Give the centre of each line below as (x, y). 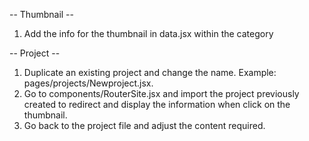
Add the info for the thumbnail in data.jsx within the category (148, 33)
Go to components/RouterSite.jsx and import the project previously (161, 93)
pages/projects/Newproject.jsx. (88, 83)
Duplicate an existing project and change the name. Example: (150, 72)
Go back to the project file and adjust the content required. (144, 125)
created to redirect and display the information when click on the (157, 104)
